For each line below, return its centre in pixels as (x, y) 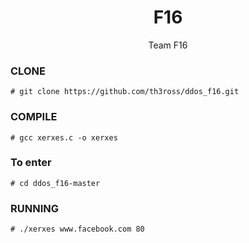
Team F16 (168, 45)
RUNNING (34, 208)
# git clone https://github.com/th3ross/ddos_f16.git (125, 92)
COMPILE (34, 117)
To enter (31, 163)
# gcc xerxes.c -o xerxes (64, 137)
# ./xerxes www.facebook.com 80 (77, 229)
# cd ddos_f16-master (55, 183)
